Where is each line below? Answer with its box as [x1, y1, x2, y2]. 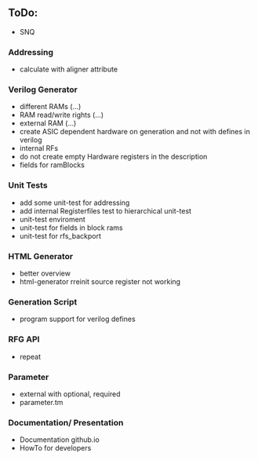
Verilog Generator [8, 84, 78, 95]
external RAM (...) [19, 119, 77, 128]
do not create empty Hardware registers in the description [19, 152, 208, 162]
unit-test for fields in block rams [19, 223, 123, 232]
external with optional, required [19, 389, 121, 399]
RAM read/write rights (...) [19, 110, 104, 120]
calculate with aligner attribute [19, 64, 118, 74]
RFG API [8, 334, 40, 345]
